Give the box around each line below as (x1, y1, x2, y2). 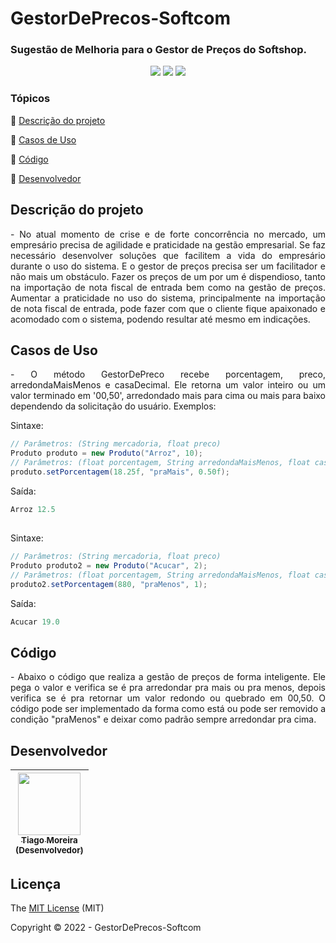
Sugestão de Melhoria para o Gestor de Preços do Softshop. (10, 43, 308, 57)
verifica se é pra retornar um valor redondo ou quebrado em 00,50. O (10, 692, 326, 704)
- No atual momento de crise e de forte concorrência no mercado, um (10, 228, 326, 240)
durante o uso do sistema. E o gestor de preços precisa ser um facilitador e (10, 260, 326, 272)
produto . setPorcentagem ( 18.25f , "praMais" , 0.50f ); (10, 467, 230, 477)
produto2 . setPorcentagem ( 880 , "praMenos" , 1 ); (10, 579, 208, 589)
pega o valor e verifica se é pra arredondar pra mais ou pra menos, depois (10, 682, 326, 694)
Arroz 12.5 (10, 504, 56, 514)
